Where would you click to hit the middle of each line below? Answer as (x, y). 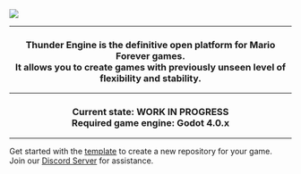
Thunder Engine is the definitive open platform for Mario (150, 45)
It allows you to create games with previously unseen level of (150, 67)
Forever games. (150, 55)
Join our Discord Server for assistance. (82, 161)
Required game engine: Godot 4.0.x (150, 123)
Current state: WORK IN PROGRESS (150, 112)
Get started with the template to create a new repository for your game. (141, 151)
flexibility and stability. (150, 78)
